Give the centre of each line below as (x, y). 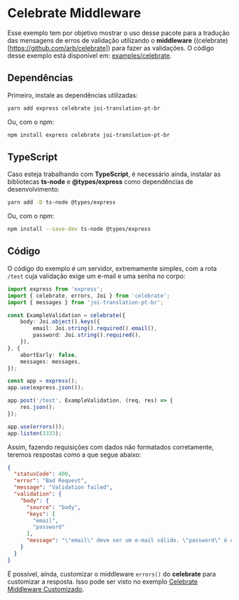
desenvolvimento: (33, 190)
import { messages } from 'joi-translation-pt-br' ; (85, 302)
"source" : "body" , (53, 507)
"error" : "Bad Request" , (51, 481)
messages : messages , (51, 361)
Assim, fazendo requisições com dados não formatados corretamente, (111, 447)
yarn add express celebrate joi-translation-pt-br (84, 108)
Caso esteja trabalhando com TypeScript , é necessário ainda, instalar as (114, 174)
